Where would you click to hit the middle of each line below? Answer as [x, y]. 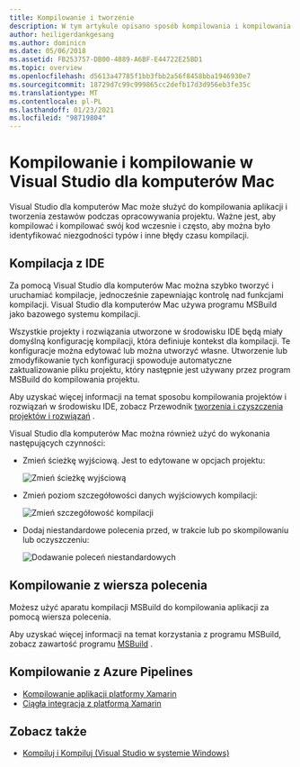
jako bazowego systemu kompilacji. [75, 314]
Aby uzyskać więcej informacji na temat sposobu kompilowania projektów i [148, 396]
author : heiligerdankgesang [62, 34]
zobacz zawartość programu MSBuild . [81, 644]
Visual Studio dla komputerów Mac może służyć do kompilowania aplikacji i [148, 207]
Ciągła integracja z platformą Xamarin [92, 703]
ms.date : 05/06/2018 [48, 51]
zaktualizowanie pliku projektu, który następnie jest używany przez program [150, 369]
